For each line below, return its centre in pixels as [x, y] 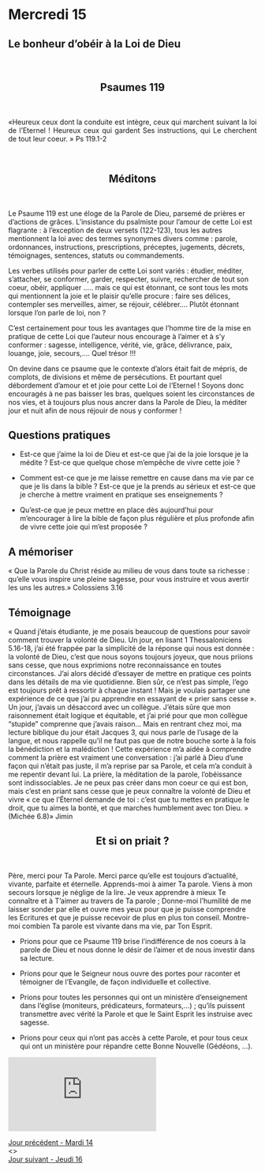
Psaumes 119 [132, 87]
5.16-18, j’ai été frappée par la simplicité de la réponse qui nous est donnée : [131, 648]
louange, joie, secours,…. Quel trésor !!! [72, 353]
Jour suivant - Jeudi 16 [45, 1159]
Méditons [132, 179]
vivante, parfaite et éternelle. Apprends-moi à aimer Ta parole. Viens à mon [131, 884]
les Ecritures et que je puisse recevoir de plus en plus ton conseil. [115, 917]
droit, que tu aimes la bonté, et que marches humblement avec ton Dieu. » [128, 808]
